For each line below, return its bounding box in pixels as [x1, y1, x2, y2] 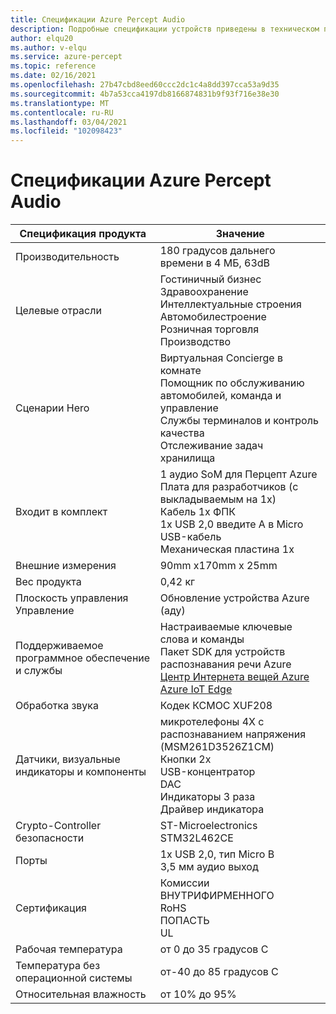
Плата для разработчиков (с [159, 480, 299, 494]
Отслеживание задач [159, 439, 264, 453]
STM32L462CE [159, 831, 234, 845]
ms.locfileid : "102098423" [10, 126, 123, 136]
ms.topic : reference [10, 61, 97, 71]
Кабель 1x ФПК [159, 505, 236, 519]
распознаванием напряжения [159, 727, 307, 741]
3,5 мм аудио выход [159, 860, 259, 874]
